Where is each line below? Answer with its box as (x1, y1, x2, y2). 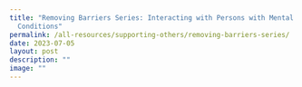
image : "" (9, 64, 47, 73)
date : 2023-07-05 (9, 38, 75, 48)
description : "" (9, 55, 71, 64)
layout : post (9, 47, 59, 56)
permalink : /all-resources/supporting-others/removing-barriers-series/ (9, 30, 290, 39)
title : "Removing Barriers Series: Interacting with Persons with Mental (9, 13, 295, 23)
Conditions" (17, 22, 63, 31)
